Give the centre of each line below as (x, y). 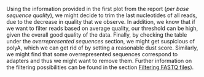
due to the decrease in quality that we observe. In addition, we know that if (101, 22)
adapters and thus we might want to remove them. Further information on (99, 61)
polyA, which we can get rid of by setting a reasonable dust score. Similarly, (102, 48)
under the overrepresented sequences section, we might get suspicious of (101, 41)
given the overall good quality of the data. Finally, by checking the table (97, 35)
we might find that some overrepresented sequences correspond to (92, 54)
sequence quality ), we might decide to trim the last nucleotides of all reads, (102, 15)
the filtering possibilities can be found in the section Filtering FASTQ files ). (100, 67)
